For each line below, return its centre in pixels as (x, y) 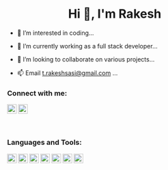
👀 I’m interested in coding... (55, 33)
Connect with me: (37, 93)
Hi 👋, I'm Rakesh (115, 14)
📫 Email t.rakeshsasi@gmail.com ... (67, 73)
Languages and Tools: (44, 143)
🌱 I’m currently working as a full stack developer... (87, 46)
